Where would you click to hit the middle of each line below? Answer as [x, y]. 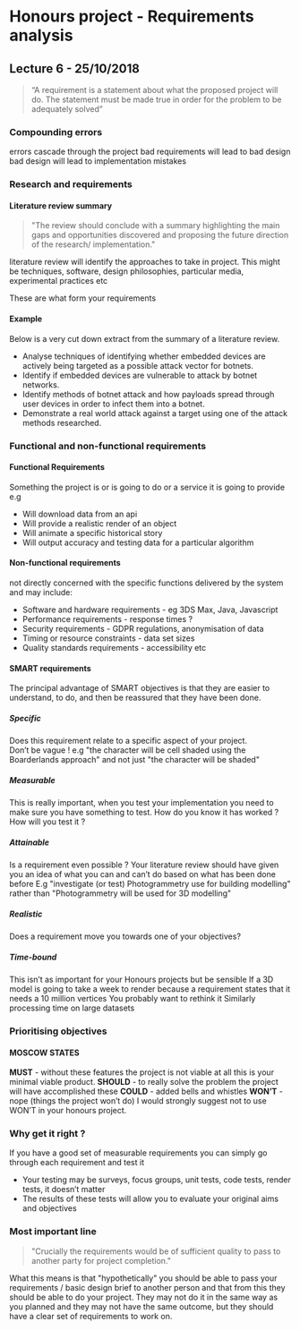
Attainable [30, 842]
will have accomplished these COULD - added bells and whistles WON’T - [146, 1091]
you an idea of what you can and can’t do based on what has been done [142, 874]
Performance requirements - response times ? [107, 618]
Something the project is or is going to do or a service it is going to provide [147, 487]
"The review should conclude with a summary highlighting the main [155, 226]
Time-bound [33, 957]
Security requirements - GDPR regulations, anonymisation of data [143, 628]
